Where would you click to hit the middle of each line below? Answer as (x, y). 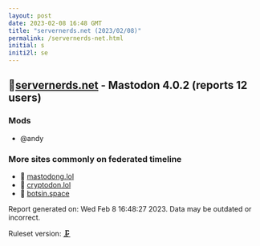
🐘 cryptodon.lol (45, 184)
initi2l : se (28, 53)
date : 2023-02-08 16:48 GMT (55, 23)
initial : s (26, 46)
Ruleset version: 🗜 (39, 233)
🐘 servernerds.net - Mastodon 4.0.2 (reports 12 (128, 85)
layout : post (30, 16)
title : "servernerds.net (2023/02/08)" (75, 30)
